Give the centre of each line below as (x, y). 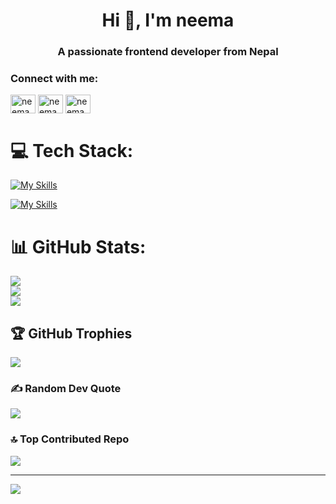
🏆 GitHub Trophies (71, 333)
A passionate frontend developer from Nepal (168, 52)
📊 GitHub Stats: (78, 246)
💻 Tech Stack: (72, 150)
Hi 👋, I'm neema (168, 20)
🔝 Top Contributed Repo (70, 439)
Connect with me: (54, 79)
